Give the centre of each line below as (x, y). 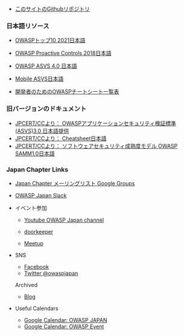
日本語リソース (28, 26)
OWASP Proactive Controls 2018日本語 (63, 53)
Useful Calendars (36, 308)
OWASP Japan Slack (41, 195)
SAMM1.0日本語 (35, 153)
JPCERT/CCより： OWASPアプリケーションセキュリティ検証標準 (96, 123)
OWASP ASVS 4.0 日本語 (46, 66)
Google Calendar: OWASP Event (64, 326)
